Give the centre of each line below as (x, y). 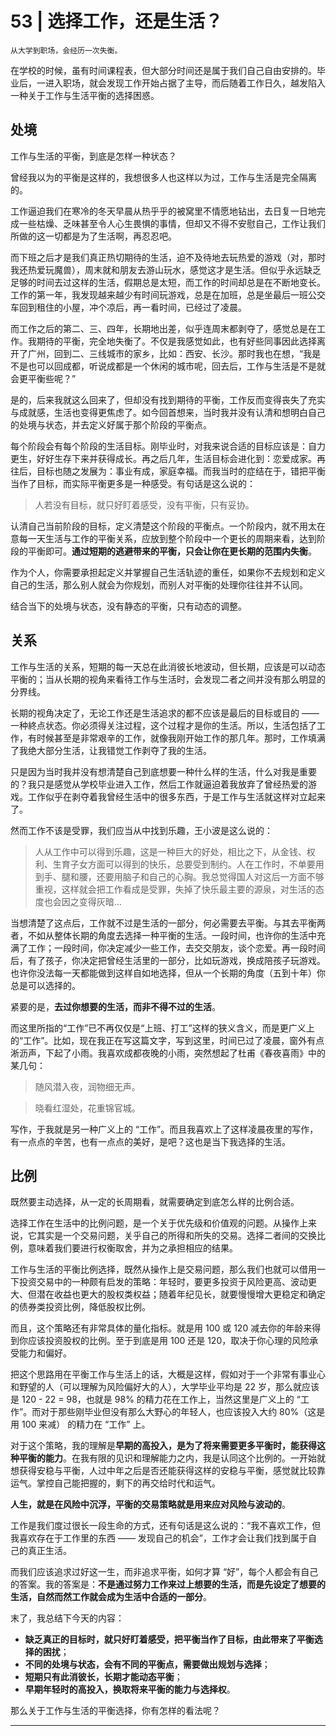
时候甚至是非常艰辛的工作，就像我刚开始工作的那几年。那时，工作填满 (181, 738)
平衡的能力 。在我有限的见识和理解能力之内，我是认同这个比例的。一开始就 (172, 1458)
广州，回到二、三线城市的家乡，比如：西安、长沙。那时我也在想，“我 (170, 353)
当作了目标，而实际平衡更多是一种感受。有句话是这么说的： (133, 483)
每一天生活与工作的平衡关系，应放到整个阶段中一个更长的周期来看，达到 (167, 538)
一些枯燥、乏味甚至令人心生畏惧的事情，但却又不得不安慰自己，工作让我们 (172, 223)
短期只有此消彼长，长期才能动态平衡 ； (103, 1677)
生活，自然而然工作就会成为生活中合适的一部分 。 (111, 1597)
